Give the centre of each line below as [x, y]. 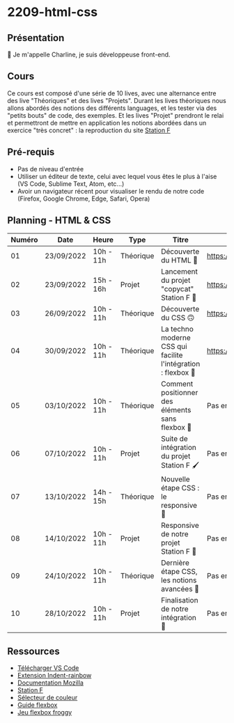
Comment [177, 384]
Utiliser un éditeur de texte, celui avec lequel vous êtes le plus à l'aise [117, 176]
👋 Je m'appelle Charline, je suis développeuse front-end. [89, 54]
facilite [172, 355]
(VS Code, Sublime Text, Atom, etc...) [71, 184]
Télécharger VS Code [48, 668]
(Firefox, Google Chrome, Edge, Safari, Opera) [84, 199]
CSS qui [174, 347]
